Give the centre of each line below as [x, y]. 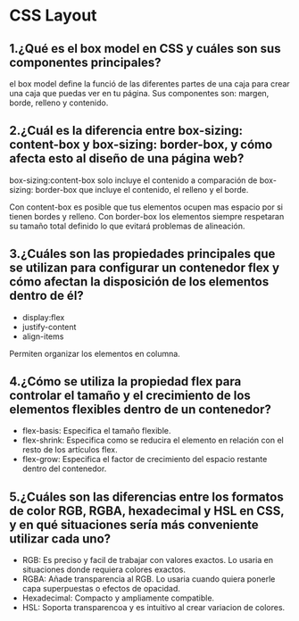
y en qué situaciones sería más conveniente [134, 524]
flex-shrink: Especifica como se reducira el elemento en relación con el [153, 440]
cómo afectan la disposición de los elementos [139, 282]
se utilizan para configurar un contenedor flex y [144, 268]
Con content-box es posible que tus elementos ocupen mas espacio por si [146, 207]
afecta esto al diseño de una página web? [127, 158]
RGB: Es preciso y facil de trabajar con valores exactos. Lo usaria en [148, 560]
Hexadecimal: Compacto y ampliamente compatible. [118, 598]
